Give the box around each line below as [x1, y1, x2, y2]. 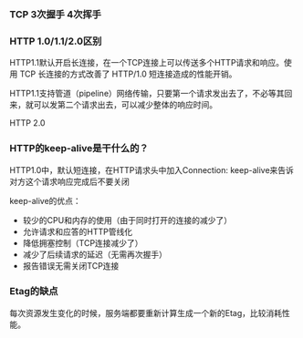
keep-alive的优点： [9, 195, 82, 206]
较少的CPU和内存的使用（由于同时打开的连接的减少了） [22, 214, 233, 225]
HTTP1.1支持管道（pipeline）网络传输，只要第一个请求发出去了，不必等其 [9, 88, 285, 99]
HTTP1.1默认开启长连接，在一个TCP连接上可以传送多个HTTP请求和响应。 [9, 57, 285, 68]
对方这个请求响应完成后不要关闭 [9, 176, 130, 187]
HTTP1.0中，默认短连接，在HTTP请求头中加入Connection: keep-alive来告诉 [9, 164, 295, 175]
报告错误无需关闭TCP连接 [22, 260, 120, 271]
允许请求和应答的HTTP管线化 [22, 226, 133, 237]
